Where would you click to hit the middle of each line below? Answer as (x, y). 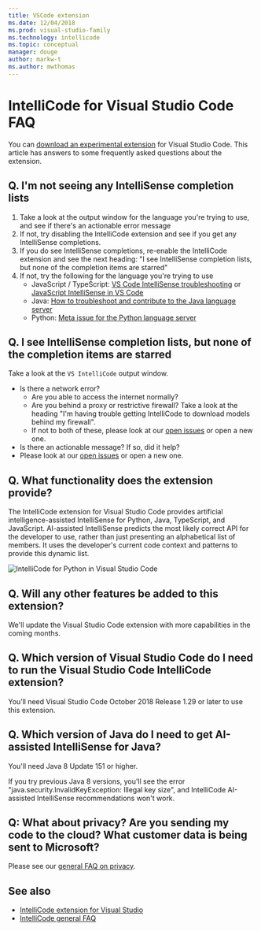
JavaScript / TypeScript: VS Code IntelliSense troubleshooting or (136, 284)
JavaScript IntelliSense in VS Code (87, 292)
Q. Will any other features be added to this (113, 593)
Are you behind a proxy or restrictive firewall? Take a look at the (134, 406)
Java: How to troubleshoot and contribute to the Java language (134, 301)
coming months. (35, 633)
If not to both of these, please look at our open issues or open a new (142, 431)
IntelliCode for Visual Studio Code (121, 105)
